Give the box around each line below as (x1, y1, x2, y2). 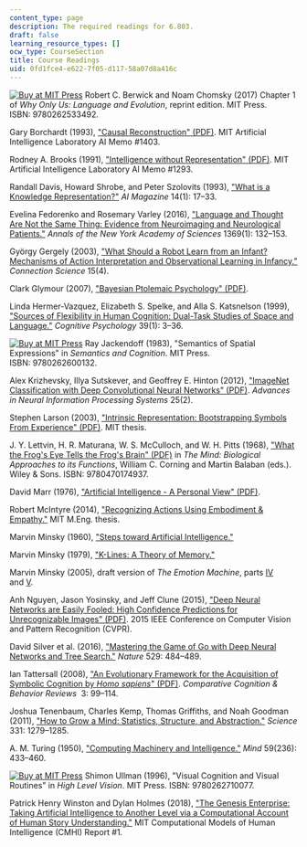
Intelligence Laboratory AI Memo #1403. (9, 136, 161, 147)
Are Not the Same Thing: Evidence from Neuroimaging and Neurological (9, 218, 281, 229)
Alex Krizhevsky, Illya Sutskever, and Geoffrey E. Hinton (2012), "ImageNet (9, 375, 290, 386)
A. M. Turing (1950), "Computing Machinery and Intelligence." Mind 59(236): (9, 742, 297, 754)
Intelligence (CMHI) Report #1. (9, 826, 123, 837)
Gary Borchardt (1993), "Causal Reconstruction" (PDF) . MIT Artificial (9, 126, 267, 137)
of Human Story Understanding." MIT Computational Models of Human (9, 817, 276, 828)
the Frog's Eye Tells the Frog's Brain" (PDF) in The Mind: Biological (9, 449, 261, 460)
